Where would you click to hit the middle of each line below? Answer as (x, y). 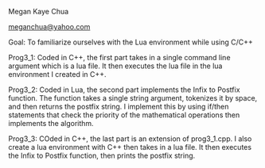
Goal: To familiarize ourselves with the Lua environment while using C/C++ (131, 42)
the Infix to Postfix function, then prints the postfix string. (102, 155)
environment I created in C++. (57, 74)
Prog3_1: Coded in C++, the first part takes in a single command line (119, 57)
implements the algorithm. (51, 123)
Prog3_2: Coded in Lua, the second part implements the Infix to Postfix (124, 90)
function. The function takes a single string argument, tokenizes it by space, (133, 98)
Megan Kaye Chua (39, 11)
